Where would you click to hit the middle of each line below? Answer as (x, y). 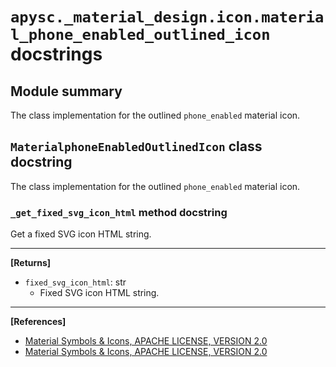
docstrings (56, 54)
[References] (38, 322)
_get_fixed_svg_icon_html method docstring (119, 212)
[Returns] (31, 263)
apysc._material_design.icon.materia (167, 17)
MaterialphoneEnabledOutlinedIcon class (136, 146)
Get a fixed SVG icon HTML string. (81, 234)
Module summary (66, 91)
